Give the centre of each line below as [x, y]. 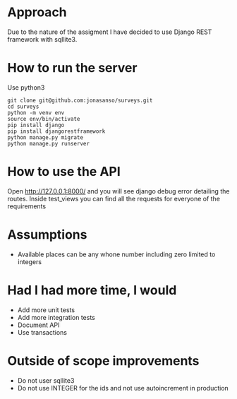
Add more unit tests [46, 310]
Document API [38, 325]
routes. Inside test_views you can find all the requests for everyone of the [114, 198]
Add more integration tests [56, 317]
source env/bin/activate [44, 119]
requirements [27, 206]
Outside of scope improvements [103, 361]
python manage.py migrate [45, 137]
